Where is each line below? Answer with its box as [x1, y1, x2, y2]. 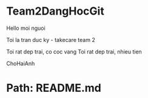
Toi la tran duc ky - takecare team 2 [6, 36, 95, 43]
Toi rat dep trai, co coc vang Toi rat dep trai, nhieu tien [6, 47, 143, 55]
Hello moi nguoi [6, 24, 45, 32]
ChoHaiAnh [6, 60, 35, 67]
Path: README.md [6, 81, 101, 95]
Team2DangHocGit [6, 4, 104, 18]
